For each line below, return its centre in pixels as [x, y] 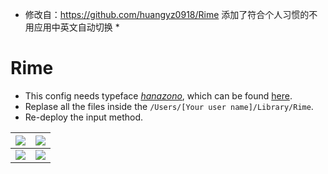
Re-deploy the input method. [84, 117]
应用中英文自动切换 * [76, 27]
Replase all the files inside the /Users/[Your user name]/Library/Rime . [169, 106]
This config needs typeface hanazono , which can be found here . [158, 95]
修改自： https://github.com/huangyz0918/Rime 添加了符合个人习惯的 [167, 14]
